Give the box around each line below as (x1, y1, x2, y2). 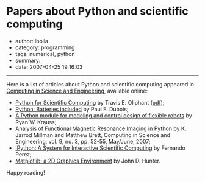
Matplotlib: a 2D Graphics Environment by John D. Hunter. (15, 157, 160, 164)
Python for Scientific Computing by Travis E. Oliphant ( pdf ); (15, 99, 165, 106)
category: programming (15, 44, 75, 51)
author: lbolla (15, 37, 49, 44)
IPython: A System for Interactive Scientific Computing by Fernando (15, 144, 186, 152)
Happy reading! (6, 169, 45, 176)
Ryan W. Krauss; (15, 118, 57, 125)
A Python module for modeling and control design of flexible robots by (15, 111, 192, 119)
